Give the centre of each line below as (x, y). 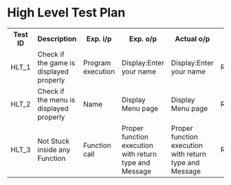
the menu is (56, 100)
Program (97, 63)
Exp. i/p (99, 39)
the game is (56, 63)
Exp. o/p (143, 39)
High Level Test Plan (66, 13)
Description (57, 39)
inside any (54, 149)
